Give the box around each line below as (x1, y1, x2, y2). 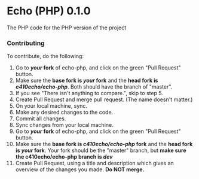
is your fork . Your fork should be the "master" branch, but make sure (15, 147, 187, 154)
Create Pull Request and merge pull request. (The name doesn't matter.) (15, 96, 193, 103)
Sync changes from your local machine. (15, 122, 114, 129)
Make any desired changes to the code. (15, 109, 114, 116)
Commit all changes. (15, 115, 66, 122)
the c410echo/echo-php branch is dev (15, 153, 113, 160)
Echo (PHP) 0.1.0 (7, 4, 91, 18)
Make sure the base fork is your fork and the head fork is (15, 77, 158, 84)
